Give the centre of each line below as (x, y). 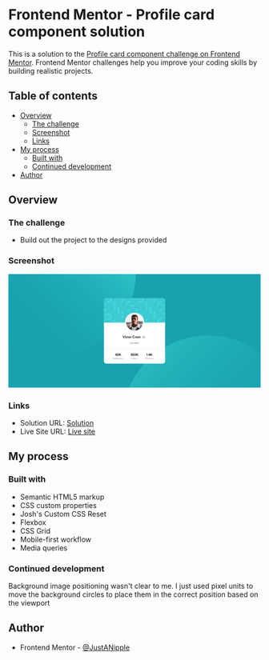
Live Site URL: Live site (58, 431)
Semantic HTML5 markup (62, 497)
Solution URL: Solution (57, 422)
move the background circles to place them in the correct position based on (133, 594)
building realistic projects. (51, 70)
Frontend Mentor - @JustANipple (75, 647)
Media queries (44, 548)
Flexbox (33, 522)
